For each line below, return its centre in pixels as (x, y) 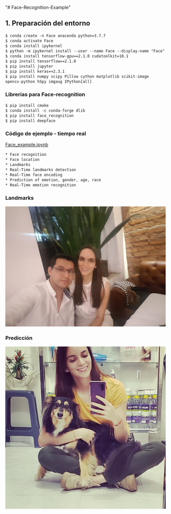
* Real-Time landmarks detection (41, 170)
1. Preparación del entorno (48, 23)
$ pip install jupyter (29, 66)
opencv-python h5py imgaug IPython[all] (49, 82)
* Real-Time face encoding (34, 175)
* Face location (22, 160)
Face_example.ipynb (27, 145)
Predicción (19, 338)
